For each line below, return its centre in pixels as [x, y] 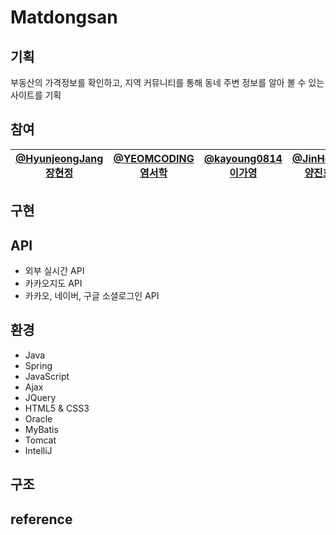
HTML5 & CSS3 [57, 408]
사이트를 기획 [36, 95]
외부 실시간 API [54, 271]
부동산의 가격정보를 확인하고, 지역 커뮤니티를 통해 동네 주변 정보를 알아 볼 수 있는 [167, 82]
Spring [38, 365]
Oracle [38, 418]
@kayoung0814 [243, 158]
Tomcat [40, 440]
